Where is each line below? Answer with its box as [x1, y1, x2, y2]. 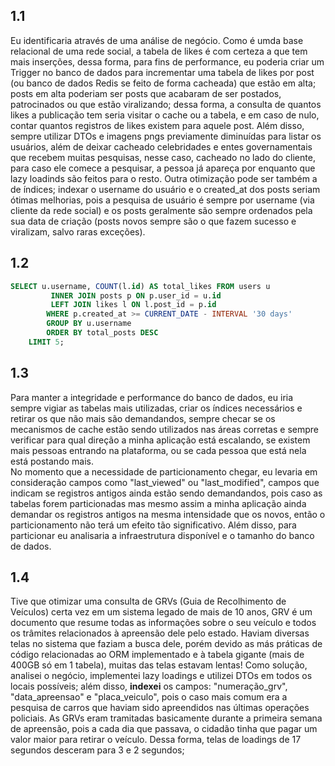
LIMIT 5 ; [28, 337, 65, 347]
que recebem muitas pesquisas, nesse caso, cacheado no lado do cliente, [10, 151, 316, 163]
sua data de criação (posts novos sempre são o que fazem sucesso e [10, 215, 297, 227]
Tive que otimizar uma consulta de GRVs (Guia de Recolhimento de [10, 595, 287, 608]
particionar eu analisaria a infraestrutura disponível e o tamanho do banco [10, 529, 315, 541]
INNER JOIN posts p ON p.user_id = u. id [50, 290, 222, 301]
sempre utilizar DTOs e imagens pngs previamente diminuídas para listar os [10, 130, 322, 142]
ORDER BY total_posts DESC [46, 328, 159, 338]
